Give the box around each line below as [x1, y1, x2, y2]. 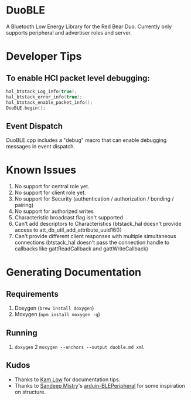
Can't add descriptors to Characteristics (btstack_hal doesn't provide [14, 221, 182, 228]
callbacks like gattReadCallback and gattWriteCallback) [14, 245, 148, 252]
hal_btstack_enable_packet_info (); [6, 99, 93, 106]
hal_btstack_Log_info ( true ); [6, 89, 77, 94]
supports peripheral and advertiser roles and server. [6, 29, 132, 36]
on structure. [14, 388, 46, 395]
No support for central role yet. [14, 183, 90, 190]
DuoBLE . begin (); [6, 105, 46, 111]
